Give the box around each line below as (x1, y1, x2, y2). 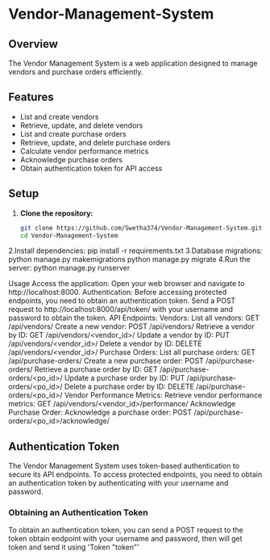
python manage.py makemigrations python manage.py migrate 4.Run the (8, 255, 251, 264)
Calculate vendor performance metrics (19, 146, 149, 156)
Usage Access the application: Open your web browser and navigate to (8, 279, 245, 288)
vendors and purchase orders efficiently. (8, 67, 143, 77)
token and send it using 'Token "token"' (8, 542, 139, 552)
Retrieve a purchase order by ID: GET (34, 364, 159, 374)
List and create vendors (19, 112, 99, 121)
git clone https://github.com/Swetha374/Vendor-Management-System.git (19, 224, 263, 232)
